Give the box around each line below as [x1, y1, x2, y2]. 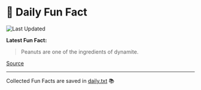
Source [6, 60, 24, 67]
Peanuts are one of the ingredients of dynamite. [20, 48, 139, 55]
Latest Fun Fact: [6, 36, 47, 44]
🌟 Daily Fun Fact [6, 5, 88, 19]
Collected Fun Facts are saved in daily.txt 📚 [6, 77, 115, 84]
